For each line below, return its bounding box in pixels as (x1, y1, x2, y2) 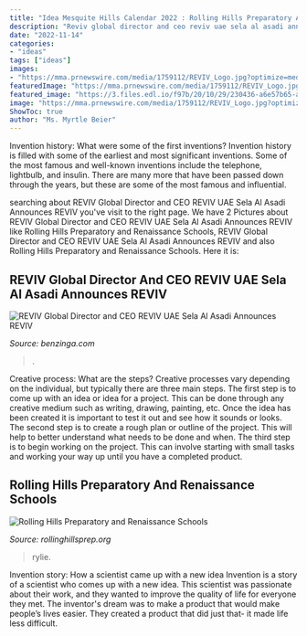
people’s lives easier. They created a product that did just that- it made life (9, 608, 289, 619)
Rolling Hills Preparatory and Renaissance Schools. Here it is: (9, 246, 239, 257)
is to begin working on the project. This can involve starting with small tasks (9, 440, 295, 452)
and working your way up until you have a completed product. (9, 450, 243, 461)
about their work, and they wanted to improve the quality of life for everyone (9, 588, 297, 599)
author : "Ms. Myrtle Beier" (9, 115, 117, 124)
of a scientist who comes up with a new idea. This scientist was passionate (9, 578, 292, 589)
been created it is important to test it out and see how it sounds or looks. (9, 412, 282, 423)
